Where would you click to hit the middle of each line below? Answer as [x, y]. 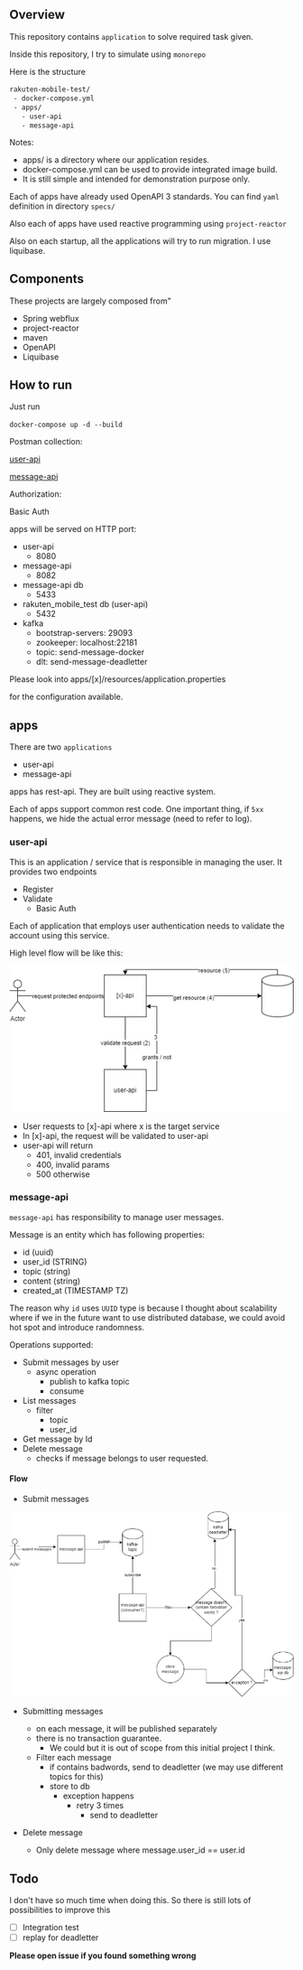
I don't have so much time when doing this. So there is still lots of [130, 1900]
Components [46, 279]
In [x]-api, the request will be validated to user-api [115, 1135]
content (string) [51, 1281]
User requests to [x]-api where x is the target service [121, 1126]
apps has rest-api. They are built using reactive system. [113, 792]
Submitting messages [63, 1712]
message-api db [53, 585]
